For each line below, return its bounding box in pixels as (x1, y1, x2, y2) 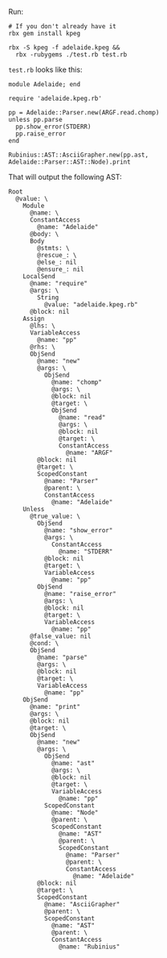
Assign (22, 314, 45, 323)
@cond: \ (29, 639, 59, 648)
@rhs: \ (29, 343, 56, 351)
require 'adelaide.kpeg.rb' (8, 94, 103, 102)
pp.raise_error (15, 130, 67, 138)
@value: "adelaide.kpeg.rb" (43, 301, 138, 309)
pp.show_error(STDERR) (15, 123, 92, 131)
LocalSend (22, 273, 56, 281)
